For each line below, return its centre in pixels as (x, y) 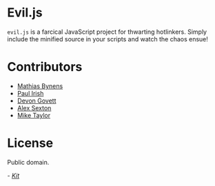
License (30, 143)
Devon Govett (37, 101)
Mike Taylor (33, 115)
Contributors (45, 67)
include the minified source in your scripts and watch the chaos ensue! (108, 39)
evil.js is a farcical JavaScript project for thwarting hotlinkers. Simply (107, 32)
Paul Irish (30, 93)
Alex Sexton (34, 107)
